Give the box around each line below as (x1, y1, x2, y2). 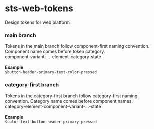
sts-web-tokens (5, 3, 73, 14)
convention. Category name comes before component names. (5, 98, 133, 104)
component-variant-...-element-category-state (5, 54, 101, 60)
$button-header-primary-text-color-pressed (5, 70, 97, 75)
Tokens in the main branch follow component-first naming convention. (5, 43, 150, 49)
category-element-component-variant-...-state (5, 103, 101, 109)
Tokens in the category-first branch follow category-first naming (5, 93, 138, 99)
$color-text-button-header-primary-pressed (5, 119, 97, 124)
